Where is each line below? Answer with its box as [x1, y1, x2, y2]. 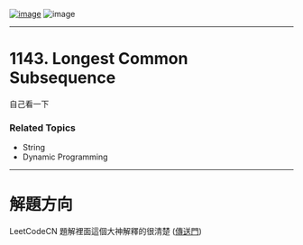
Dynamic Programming [22, 151, 108, 162]
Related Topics [9, 122, 77, 134]
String [22, 142, 46, 153]
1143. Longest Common [9, 49, 188, 69]
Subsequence [9, 68, 116, 88]
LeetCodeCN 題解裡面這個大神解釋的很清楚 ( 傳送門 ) [9, 226, 203, 237]
